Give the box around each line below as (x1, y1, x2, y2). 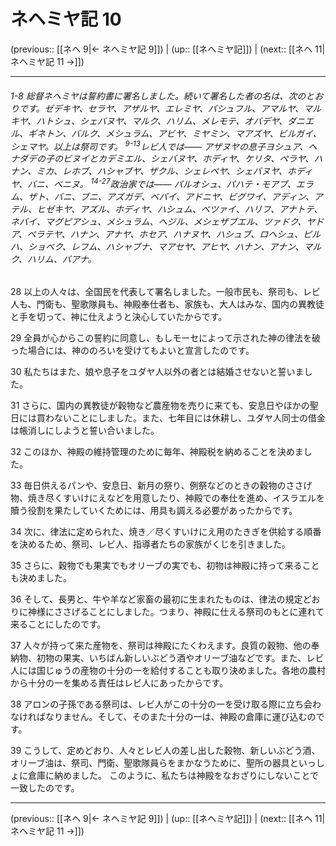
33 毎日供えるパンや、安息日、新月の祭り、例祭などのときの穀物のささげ (10, 480, 313, 492)
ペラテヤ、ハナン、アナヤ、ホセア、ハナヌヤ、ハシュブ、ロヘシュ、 (26, 228, 304, 240)
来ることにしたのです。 (10, 618, 107, 630)
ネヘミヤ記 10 (10, 8, 122, 31)
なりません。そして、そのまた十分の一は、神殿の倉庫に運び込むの (44, 711, 317, 723)
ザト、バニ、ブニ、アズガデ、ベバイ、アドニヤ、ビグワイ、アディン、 (27, 190, 315, 202)
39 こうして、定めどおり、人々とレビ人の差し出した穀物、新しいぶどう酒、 (10, 745, 321, 757)
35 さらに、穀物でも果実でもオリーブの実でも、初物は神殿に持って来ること (10, 560, 320, 572)
